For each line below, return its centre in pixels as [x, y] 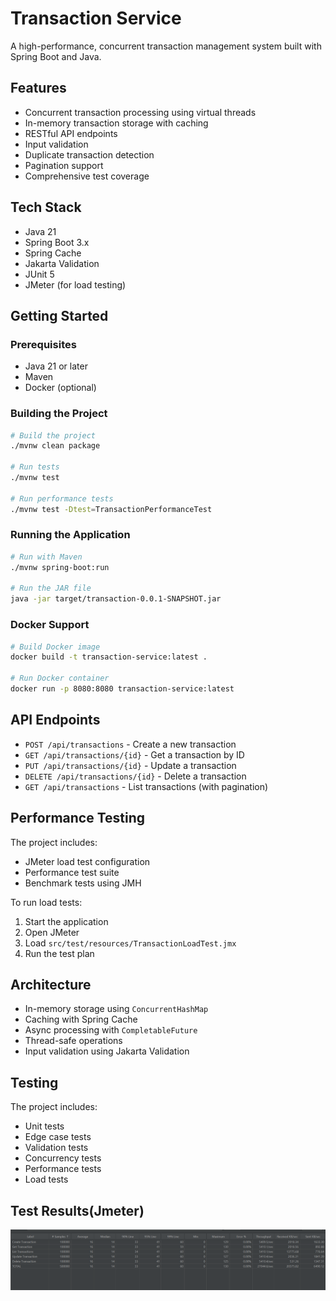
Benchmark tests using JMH [83, 883]
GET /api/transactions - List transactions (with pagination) [146, 786]
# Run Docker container [60, 678]
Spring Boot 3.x [57, 242]
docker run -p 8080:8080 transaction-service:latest [122, 689]
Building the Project [59, 414]
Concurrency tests [63, 1158]
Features [38, 88]
